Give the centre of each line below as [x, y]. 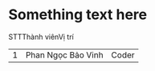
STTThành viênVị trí [41, 37]
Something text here [77, 15]
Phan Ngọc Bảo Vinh [64, 55]
